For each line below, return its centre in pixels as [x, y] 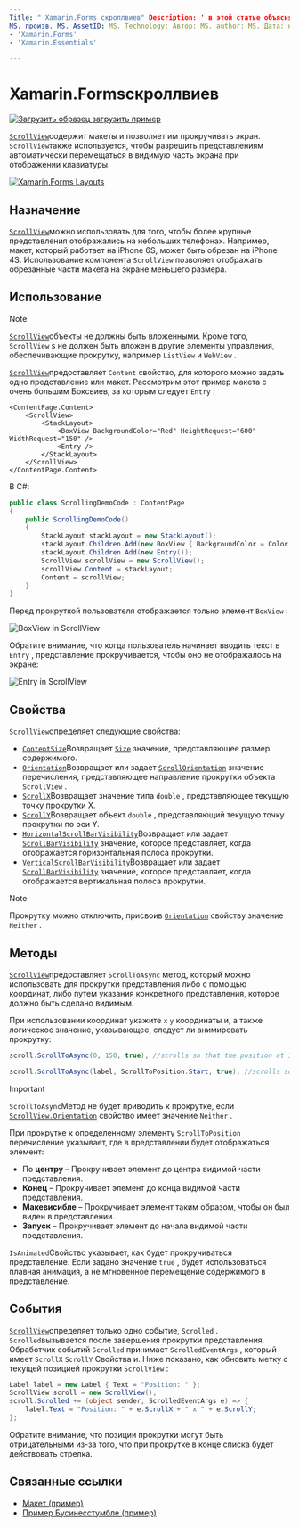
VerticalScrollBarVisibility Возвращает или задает [121, 862]
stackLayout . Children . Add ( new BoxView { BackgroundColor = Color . [167, 545]
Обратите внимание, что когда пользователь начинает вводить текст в [145, 645]
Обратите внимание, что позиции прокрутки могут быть [117, 1434]
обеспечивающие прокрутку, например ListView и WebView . [123, 355]
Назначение [45, 210]
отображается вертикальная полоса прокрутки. [114, 881]
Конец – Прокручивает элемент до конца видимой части [131, 1187]
